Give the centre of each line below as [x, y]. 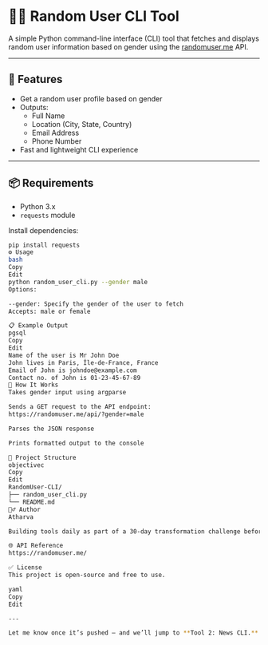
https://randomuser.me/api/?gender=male [77, 414]
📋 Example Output [38, 326]
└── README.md [32, 502]
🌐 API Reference [36, 546]
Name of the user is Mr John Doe [64, 355]
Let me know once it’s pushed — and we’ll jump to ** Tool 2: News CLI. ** [134, 633]
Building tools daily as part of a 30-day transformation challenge [124, 531]
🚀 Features [35, 79]
